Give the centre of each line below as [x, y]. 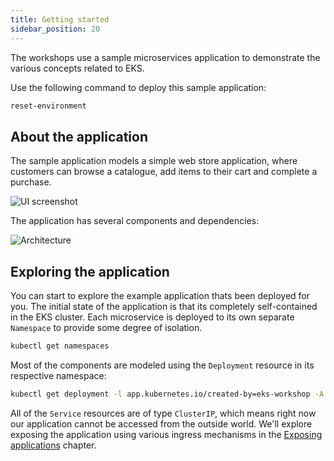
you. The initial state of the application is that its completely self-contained [164, 306]
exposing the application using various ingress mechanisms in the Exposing [166, 434]
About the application [79, 136]
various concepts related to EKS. [77, 68]
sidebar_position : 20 [55, 29]
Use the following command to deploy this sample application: [138, 87]
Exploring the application [90, 271]
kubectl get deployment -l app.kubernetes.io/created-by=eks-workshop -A [167, 394]
